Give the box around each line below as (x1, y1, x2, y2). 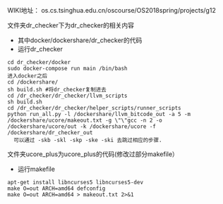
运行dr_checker (17, 45, 64, 53)
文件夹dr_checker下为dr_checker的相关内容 (7, 21, 134, 30)
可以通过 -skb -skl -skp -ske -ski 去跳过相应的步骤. (13, 136, 162, 144)
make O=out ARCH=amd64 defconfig (7, 185, 106, 192)
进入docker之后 (7, 72, 48, 79)
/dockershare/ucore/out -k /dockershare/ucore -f (7, 123, 157, 130)
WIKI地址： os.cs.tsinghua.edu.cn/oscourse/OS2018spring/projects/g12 (7, 6, 217, 14)
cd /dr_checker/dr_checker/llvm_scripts (7, 92, 128, 99)
